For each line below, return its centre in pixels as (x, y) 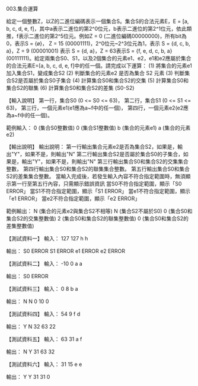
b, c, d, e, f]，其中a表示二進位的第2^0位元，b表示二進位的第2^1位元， (91, 29)
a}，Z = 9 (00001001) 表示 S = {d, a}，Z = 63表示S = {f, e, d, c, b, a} (89, 51)
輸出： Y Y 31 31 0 (28, 377)
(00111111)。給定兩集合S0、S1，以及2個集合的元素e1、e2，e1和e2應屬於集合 (99, 58)
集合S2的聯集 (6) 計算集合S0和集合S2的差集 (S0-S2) (70, 88)
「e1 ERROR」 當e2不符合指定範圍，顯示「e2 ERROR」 (73, 198)
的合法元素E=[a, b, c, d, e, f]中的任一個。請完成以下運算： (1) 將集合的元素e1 (99, 66)
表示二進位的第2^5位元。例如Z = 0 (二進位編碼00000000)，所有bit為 (103, 36)
